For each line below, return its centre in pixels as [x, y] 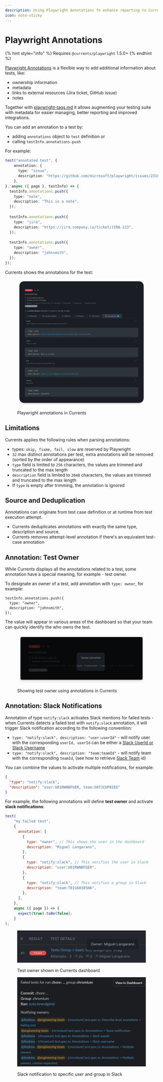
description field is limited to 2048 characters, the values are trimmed [81, 475]
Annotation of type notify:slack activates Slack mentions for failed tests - [79, 717]
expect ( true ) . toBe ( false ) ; [45, 913]
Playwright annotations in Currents [52, 413]
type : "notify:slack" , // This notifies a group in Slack [86, 883]
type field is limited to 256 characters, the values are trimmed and [77, 465]
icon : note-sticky [24, 15]
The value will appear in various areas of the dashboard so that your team [79, 622]
